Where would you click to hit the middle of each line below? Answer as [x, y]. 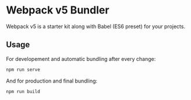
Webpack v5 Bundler [58, 10]
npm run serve [23, 70]
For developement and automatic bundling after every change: [81, 58]
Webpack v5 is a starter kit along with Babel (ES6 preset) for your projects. [95, 26]
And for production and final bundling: [52, 81]
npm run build [23, 91]
